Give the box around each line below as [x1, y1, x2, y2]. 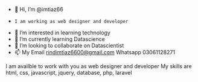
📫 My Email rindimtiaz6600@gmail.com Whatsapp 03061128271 [14, 49, 176, 55]
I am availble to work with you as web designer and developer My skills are [5, 63, 192, 69]
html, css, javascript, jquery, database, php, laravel [5, 69, 132, 76]
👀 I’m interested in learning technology [14, 29, 111, 36]
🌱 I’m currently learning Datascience [14, 36, 105, 42]
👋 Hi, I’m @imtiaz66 [14, 6, 64, 13]
